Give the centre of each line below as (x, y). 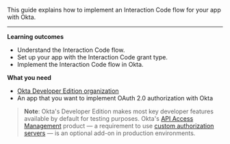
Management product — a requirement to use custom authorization (119, 126)
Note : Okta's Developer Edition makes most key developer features (119, 111)
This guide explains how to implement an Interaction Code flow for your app (114, 10)
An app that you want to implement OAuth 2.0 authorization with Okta (115, 98)
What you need (29, 77)
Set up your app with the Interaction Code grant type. (92, 57)
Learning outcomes (35, 37)
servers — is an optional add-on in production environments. (110, 133)
